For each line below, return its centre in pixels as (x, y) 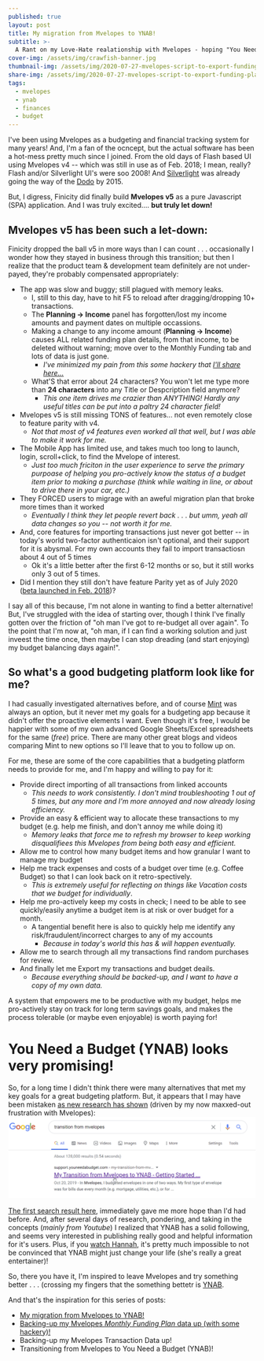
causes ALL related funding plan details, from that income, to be (135, 339)
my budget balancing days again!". (64, 647)
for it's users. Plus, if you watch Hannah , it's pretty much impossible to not (129, 1244)
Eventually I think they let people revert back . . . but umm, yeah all (139, 515)
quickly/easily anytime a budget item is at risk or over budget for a (126, 910)
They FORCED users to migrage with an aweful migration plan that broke (137, 498)
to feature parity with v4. (59, 423)
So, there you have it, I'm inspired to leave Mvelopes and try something (123, 1276)
